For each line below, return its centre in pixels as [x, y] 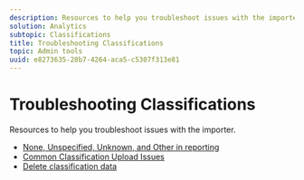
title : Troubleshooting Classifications [87, 43]
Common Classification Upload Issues [93, 156]
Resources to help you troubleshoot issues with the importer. [123, 129]
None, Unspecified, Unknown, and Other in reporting [121, 147]
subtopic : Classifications [60, 34]
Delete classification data [70, 166]
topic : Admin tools [46, 52]
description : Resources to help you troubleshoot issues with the [137, 18]
